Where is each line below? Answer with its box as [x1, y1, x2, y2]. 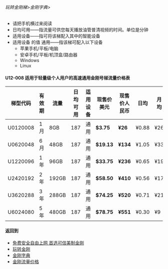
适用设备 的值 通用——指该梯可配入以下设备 [12, 39, 103, 45]
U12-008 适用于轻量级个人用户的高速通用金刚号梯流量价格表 [5, 74, 130, 80]
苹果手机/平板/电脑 [19, 45, 58, 51]
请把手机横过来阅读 [12, 20, 52, 26]
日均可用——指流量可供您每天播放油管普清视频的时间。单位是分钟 [12, 27, 148, 33]
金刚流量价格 [12, 258, 39, 264]
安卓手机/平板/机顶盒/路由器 [19, 52, 77, 58]
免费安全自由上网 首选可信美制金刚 [12, 239, 84, 245]
